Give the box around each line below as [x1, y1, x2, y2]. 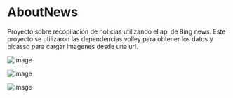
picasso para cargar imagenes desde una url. [7, 42, 138, 50]
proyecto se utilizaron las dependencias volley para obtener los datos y [7, 34, 213, 43]
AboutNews [7, 4, 79, 20]
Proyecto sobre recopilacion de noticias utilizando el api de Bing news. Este [7, 27, 226, 36]
